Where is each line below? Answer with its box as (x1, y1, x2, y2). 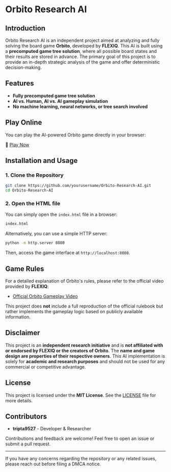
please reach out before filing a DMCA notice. (5, 461, 101, 467)
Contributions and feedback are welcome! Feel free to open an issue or (5, 435, 155, 441)
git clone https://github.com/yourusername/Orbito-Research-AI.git (5, 183, 152, 188)
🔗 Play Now (5, 142, 30, 148)
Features (5, 79, 34, 88)
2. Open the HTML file (5, 200, 61, 207)
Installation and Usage (5, 156, 78, 165)
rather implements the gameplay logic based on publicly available (5, 308, 143, 314)
